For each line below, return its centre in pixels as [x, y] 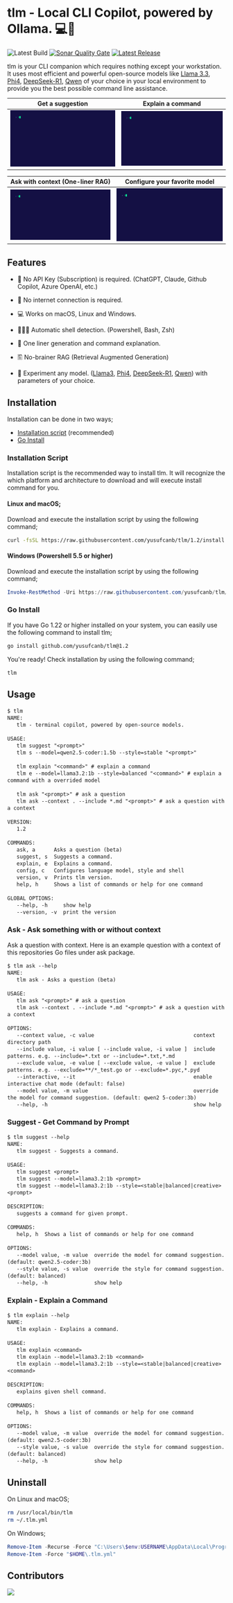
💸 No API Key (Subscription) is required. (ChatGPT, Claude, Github [112, 280]
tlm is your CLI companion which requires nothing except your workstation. [114, 66]
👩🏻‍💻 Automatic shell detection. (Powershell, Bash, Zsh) [96, 330]
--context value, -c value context [116, 1035]
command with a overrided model [54, 781]
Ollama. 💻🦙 [42, 29]
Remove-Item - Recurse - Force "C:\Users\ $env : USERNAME [87, 1547]
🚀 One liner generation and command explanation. [89, 343]
